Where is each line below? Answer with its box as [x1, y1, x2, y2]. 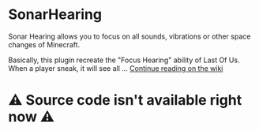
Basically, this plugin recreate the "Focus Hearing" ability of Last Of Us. [8, 55, 240, 65]
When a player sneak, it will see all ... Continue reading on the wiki [8, 63, 223, 72]
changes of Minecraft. [8, 39, 81, 49]
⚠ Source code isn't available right [8, 91, 242, 110]
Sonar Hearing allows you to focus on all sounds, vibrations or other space [8, 32, 251, 41]
